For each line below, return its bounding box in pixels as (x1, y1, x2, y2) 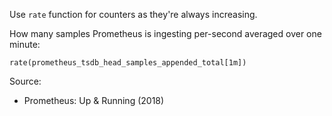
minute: (9, 39, 41, 50)
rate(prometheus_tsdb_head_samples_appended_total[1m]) (9, 58, 247, 68)
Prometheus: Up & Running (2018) (23, 95, 165, 106)
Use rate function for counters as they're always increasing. (9, 9, 258, 20)
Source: (9, 75, 42, 87)
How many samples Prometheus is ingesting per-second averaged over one (9, 28, 322, 39)
